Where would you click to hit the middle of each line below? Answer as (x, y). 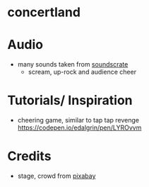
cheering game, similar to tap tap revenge (78, 120)
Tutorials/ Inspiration (70, 101)
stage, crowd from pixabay (56, 176)
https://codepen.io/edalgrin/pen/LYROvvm (79, 127)
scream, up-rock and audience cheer (82, 72)
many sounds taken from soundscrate (73, 64)
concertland (44, 12)
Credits (29, 156)
